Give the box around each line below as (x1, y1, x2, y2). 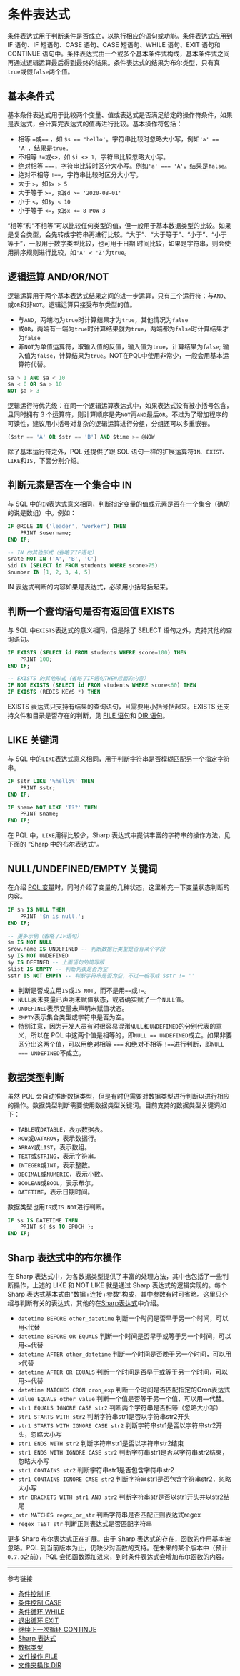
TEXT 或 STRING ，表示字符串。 (17, 1152, 101, 1160)
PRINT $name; (20, 810, 59, 818)
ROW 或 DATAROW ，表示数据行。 (17, 1134, 101, 1142)
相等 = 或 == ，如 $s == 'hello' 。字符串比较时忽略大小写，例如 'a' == (17, 134, 219, 143)
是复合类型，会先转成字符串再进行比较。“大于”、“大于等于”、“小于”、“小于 (7, 230, 227, 239)
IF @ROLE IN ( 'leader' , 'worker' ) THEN (7, 522, 126, 529)
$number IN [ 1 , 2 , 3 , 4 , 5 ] (7, 569, 91, 576)
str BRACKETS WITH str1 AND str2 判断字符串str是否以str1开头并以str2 (17, 1492, 224, 1501)
